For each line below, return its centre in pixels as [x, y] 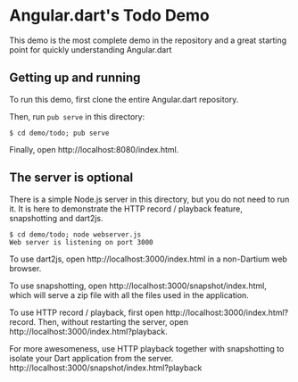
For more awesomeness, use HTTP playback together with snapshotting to [147, 348]
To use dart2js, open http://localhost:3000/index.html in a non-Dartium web [149, 259]
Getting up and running [75, 78]
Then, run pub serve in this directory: [77, 116]
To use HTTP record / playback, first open [87, 312]
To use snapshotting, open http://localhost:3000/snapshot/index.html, [138, 286]
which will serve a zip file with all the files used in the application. [129, 295]
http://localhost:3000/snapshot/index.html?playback [106, 368]
